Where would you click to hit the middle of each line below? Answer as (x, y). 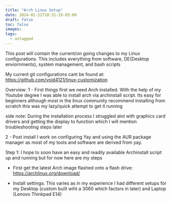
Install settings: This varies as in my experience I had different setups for (90, 183)
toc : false (17, 24)
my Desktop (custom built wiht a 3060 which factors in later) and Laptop (89, 189)
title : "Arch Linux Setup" (34, 10)
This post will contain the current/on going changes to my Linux (73, 53)
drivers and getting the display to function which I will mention (71, 121)
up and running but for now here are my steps (54, 158)
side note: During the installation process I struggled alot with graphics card (85, 116)
